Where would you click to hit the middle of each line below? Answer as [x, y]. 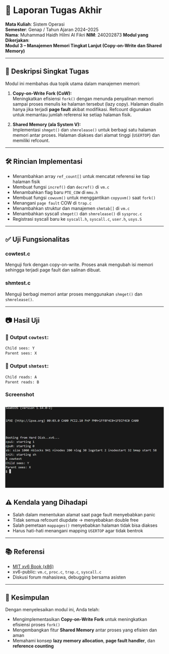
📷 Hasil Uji [23, 320]
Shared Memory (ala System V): [47, 124]
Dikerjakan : [17, 40]
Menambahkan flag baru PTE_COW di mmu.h [55, 192]
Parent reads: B [22, 382]
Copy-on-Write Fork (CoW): [42, 93]
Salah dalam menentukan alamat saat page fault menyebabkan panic [84, 514]
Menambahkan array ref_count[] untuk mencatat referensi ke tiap [81, 176]
